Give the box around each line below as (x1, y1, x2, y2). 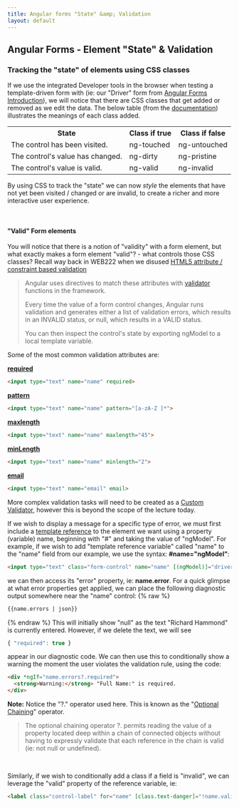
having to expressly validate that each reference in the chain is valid (24, 736, 224, 745)
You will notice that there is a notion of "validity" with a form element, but (7, 242, 222, 251)
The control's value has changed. (11, 151, 122, 161)
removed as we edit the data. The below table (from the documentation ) (7, 104, 218, 113)
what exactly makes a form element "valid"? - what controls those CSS (7, 250, 215, 259)
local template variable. (24, 336, 94, 346)
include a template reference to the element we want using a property (7, 527, 212, 535)
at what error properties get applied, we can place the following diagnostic (7, 584, 226, 592)
